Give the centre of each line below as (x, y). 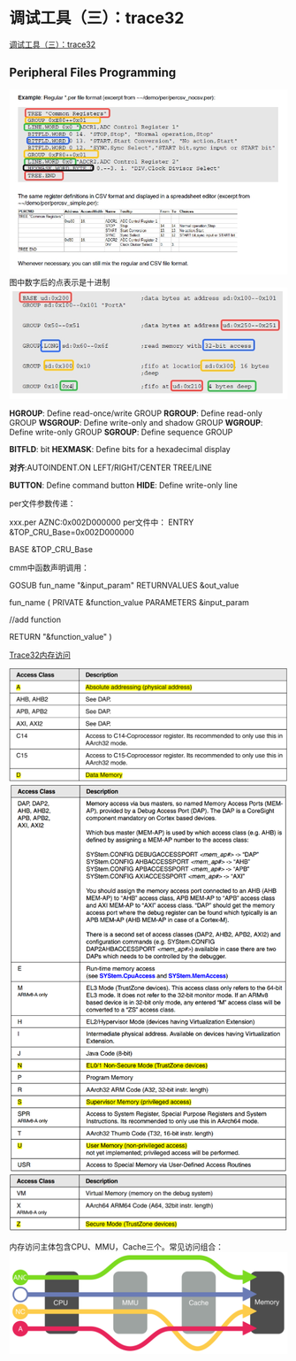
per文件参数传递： (43, 503)
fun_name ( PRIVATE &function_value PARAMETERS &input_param (129, 602)
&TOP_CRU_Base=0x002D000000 (72, 532)
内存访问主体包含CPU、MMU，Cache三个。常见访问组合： (116, 1246)
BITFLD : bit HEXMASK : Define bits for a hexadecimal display (120, 449)
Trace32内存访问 (40, 655)
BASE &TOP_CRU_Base (51, 549)
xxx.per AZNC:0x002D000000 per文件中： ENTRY (102, 522)
